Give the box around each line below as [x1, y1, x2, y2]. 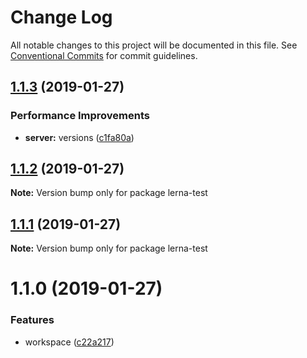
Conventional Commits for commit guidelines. [10, 49, 198, 61]
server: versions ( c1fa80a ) [24, 131, 135, 143]
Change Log [10, 6, 113, 29]
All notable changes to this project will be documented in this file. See [10, 39, 298, 51]
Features [10, 313, 55, 327]
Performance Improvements [10, 109, 151, 123]
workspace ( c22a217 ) [24, 336, 115, 348]
